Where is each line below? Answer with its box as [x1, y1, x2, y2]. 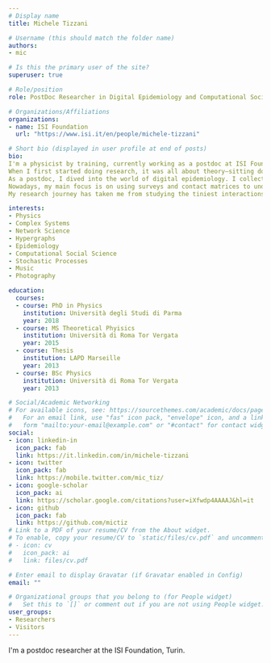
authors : [8, 41, 38, 49]
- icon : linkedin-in [8, 436, 78, 444]
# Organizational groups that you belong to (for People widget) [8, 593, 232, 602]
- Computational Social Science [8, 250, 117, 258]
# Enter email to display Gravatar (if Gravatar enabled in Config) [8, 571, 244, 579]
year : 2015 [23, 339, 60, 347]
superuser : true [8, 71, 63, 79]
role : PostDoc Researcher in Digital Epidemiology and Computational [8, 93, 248, 101]
